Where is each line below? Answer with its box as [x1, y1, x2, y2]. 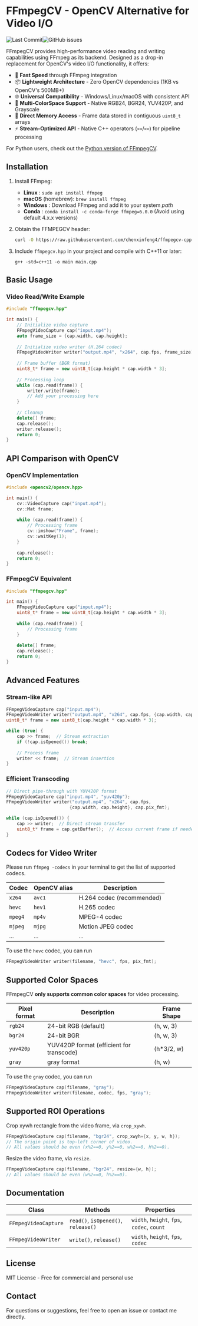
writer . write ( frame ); [27, 388, 81, 394]
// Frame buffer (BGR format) [16, 361, 91, 367]
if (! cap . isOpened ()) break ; [16, 738, 88, 745]
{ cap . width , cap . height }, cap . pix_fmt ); [69, 804, 170, 811]
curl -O [14, 237, 34, 243]
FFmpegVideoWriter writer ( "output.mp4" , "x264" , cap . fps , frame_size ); [16, 349, 196, 355]
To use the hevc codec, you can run [6, 947, 93, 954]
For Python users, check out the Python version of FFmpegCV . [6, 144, 158, 151]
